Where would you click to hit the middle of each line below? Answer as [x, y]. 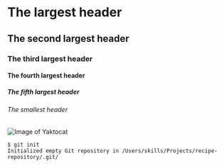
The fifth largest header [43, 91]
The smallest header [38, 110]
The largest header [65, 12]
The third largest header [50, 59]
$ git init [23, 145]
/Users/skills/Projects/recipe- [170, 151]
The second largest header [68, 39]
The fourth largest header [46, 76]
